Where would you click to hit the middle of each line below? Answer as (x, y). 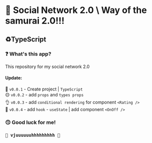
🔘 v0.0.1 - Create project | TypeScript (44, 89)
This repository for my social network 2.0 (47, 66)
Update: (14, 78)
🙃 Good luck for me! (30, 122)
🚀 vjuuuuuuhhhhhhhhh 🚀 (33, 135)
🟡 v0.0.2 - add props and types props (44, 95)
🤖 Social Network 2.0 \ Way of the (76, 10)
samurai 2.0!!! (35, 21)
